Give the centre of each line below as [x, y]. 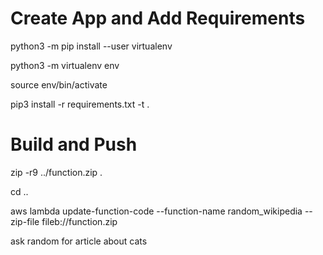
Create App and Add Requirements [158, 18]
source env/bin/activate [59, 84]
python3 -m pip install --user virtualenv [91, 46]
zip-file [25, 221]
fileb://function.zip [79, 221]
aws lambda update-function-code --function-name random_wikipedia [156, 211]
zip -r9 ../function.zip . [56, 172]
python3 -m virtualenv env [65, 65]
